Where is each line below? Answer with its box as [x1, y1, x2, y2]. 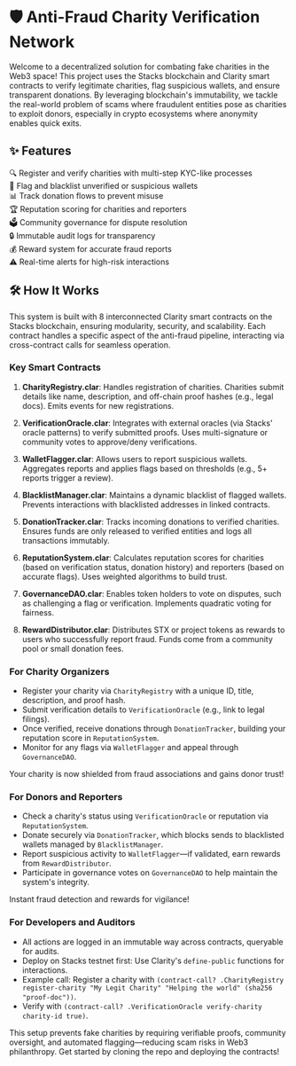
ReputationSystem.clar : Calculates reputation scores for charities [21, 552, 264, 563]
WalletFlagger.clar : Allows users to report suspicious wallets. [21, 453, 248, 464]
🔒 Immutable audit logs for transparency [9, 230, 156, 240]
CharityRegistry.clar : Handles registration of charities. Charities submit [21, 381, 284, 392]
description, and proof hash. [21, 695, 126, 706]
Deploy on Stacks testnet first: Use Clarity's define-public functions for [21, 955, 284, 966]
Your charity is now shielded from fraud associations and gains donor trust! [9, 769, 284, 780]
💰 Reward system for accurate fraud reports [9, 243, 173, 254]
